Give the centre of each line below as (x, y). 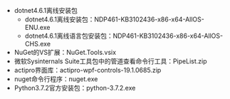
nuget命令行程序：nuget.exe (56, 79)
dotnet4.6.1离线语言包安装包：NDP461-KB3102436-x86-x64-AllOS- (124, 36)
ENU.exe (37, 27)
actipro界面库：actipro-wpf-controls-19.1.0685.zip (88, 70)
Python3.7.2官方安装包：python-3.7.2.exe (75, 88)
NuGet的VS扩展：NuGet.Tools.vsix (65, 52)
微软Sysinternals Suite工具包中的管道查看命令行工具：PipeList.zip (110, 61)
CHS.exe (38, 44)
